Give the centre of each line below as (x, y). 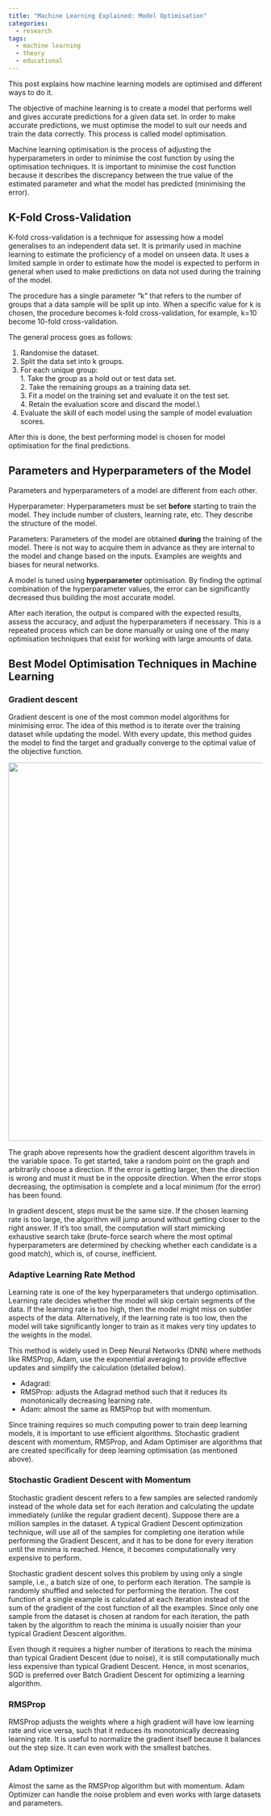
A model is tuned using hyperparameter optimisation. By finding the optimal (135, 580)
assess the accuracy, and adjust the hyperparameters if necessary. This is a (135, 621)
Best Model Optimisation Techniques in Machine (133, 664)
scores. (33, 421)
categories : (28, 23)
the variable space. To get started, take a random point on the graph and (129, 1161)
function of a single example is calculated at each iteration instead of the (129, 1599)
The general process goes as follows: (71, 337)
